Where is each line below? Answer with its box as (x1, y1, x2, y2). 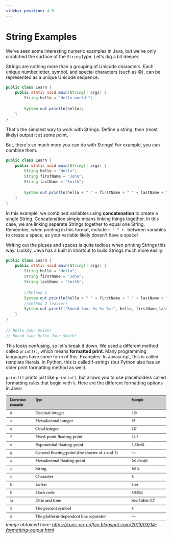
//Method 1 (24, 290, 47, 295)
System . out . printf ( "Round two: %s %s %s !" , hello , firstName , (24, 306, 159, 312)
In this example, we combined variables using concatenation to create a (6, 210, 158, 216)
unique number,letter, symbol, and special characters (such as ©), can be (6, 69, 161, 75)
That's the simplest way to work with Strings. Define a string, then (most (6, 126, 158, 133)
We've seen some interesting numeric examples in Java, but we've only (6, 48, 156, 54)
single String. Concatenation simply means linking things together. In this (6, 216, 159, 222)
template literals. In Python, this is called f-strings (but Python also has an (6, 359, 161, 365)
